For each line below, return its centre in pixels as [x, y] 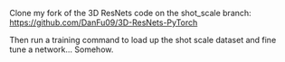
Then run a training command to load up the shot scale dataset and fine [143, 40]
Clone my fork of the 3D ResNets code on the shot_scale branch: [130, 13]
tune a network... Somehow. [62, 49]
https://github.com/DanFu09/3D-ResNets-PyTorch [104, 22]
